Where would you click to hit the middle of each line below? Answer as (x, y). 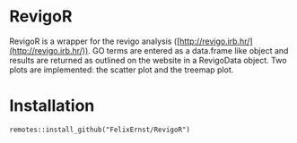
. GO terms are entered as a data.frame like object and (188, 50)
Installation (52, 106)
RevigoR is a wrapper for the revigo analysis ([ (95, 41)
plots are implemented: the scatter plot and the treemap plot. (122, 70)
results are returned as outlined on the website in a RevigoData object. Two (148, 60)
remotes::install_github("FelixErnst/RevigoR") (100, 130)
